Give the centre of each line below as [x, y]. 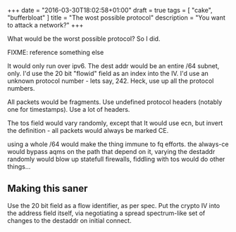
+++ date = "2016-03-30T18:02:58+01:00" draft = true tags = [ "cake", [110, 10]
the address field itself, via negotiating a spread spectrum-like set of [106, 213]
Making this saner [48, 189]
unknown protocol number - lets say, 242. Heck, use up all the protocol [111, 81]
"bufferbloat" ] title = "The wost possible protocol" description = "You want [116, 18]
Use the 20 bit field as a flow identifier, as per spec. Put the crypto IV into [114, 205]
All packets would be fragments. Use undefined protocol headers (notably [115, 102]
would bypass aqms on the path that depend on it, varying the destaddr [111, 152]
